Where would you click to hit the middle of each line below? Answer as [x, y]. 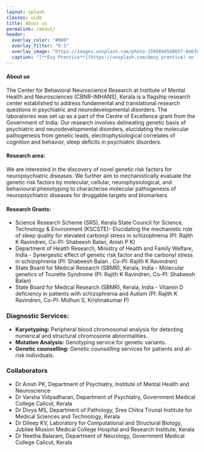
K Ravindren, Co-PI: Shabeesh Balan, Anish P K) [75, 242]
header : [16, 35]
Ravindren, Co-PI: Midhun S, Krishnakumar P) [72, 300]
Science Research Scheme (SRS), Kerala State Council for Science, [99, 223]
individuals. [40, 355]
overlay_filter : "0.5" [40, 46]
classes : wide [24, 18]
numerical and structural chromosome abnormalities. [81, 336]
